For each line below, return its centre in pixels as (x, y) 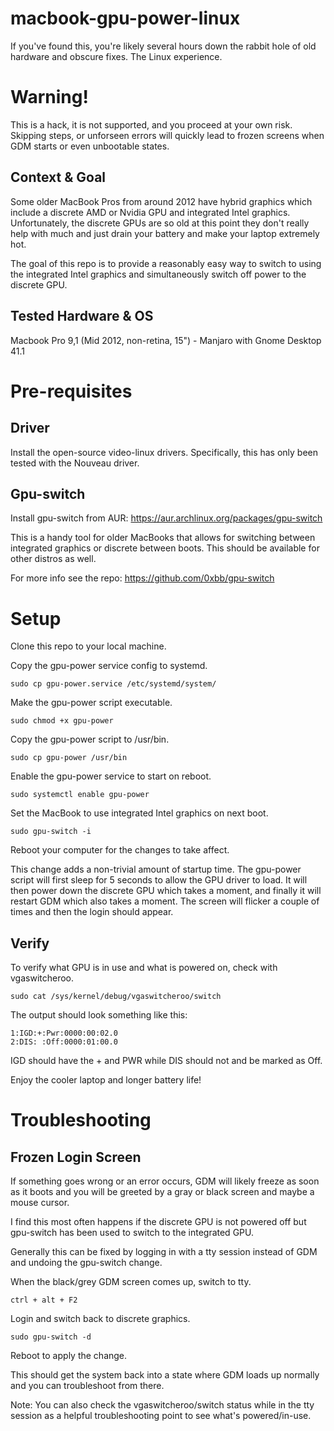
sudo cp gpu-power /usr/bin (69, 758)
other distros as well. (53, 559)
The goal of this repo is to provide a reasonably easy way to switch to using (166, 263)
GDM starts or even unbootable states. (90, 146)
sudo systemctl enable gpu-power (80, 795)
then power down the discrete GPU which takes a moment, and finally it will (166, 891)
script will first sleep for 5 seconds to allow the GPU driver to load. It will (159, 880)
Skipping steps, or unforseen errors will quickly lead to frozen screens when (167, 135)
